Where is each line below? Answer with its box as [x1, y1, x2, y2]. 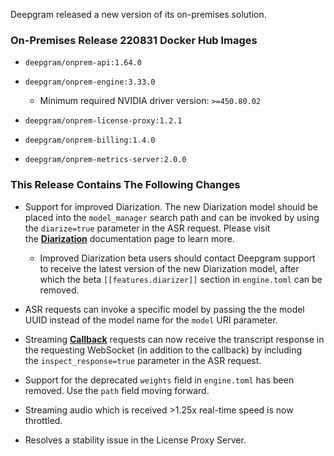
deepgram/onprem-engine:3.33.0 [24, 77, 156, 88]
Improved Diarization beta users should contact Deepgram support [39, 252, 316, 264]
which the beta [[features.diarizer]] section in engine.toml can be [39, 273, 323, 285]
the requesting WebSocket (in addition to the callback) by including [24, 344, 303, 356]
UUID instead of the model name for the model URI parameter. [24, 314, 278, 326]
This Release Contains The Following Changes [10, 178, 241, 192]
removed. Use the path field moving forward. [24, 384, 210, 396]
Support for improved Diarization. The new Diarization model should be [24, 200, 318, 213]
